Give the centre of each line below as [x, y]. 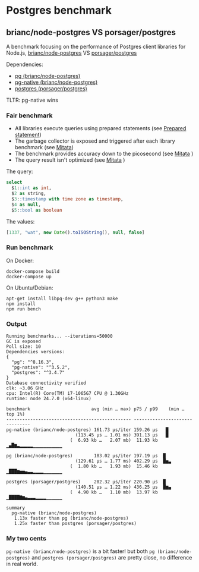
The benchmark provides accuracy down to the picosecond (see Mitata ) [104, 154]
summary [16, 508]
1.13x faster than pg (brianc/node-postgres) [71, 518]
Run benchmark [30, 247]
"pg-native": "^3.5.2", [41, 367]
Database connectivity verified [46, 383]
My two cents [26, 538]
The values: [20, 221]
